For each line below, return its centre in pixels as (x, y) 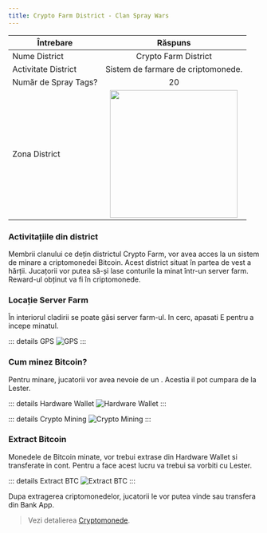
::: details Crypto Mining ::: (80, 419)
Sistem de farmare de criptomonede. (174, 69)
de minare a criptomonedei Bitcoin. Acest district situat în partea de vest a (130, 262)
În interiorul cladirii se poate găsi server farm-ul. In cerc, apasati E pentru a (131, 318)
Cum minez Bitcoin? (48, 362)
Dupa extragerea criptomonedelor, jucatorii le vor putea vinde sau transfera (132, 496)
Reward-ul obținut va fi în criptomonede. (75, 279)
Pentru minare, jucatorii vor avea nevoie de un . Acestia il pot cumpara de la (132, 379)
